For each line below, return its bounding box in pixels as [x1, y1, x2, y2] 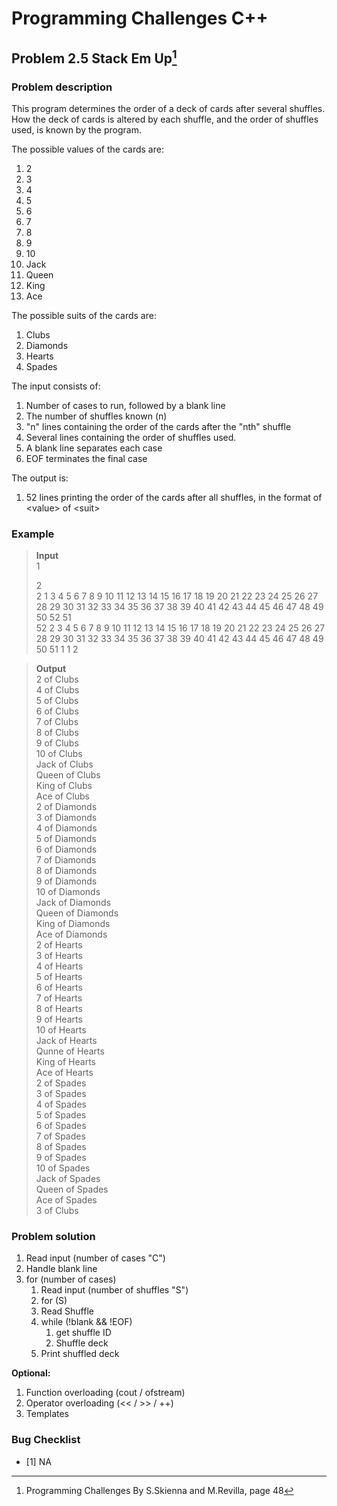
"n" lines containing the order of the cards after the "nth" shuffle [25, 420, 292, 432]
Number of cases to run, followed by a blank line [25, 399, 226, 411]
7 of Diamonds [35, 854, 97, 866]
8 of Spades [35, 1141, 87, 1153]
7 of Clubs [35, 716, 79, 728]
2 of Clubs [35, 673, 79, 686]
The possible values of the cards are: [11, 143, 164, 155]
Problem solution [11, 1230, 96, 1244]
